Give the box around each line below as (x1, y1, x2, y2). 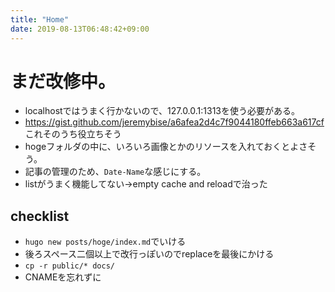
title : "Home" (10, 14, 70, 25)
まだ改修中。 (10, 70, 117, 93)
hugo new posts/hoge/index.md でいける (24, 236, 187, 248)
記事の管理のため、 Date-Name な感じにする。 (24, 166, 207, 178)
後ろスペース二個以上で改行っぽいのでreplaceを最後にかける (24, 248, 275, 260)
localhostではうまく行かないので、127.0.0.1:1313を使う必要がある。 (24, 105, 300, 117)
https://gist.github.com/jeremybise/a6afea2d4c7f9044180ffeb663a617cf (24, 116, 325, 128)
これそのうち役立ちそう (24, 128, 122, 140)
